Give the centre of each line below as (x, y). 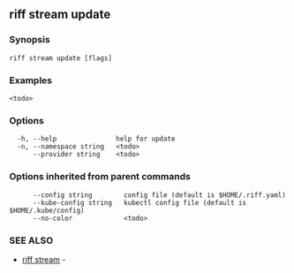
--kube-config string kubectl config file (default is (139, 202)
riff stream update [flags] (61, 58)
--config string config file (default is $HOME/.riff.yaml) (159, 195)
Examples (31, 80)
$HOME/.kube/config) (47, 210)
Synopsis (30, 40)
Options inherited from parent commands (100, 177)
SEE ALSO (31, 240)
